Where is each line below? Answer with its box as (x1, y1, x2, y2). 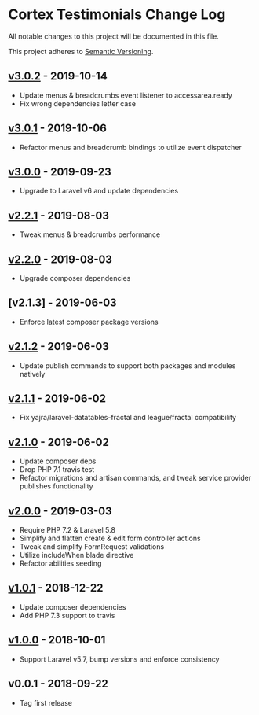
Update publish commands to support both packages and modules (19, 360, 236, 370)
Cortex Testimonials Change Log (8, 6, 226, 24)
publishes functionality (19, 481, 93, 491)
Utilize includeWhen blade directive (19, 551, 134, 560)
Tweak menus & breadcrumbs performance (19, 230, 161, 239)
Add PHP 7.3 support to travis (19, 610, 115, 620)
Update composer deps (19, 456, 97, 466)
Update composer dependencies (19, 602, 126, 611)
